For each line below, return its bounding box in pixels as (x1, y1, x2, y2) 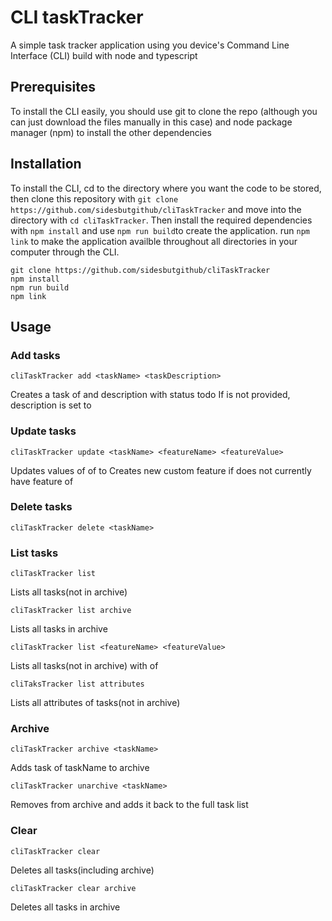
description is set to (10, 399, 92, 411)
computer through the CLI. (10, 246, 120, 258)
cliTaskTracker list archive (10, 606, 132, 616)
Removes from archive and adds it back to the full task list (10, 799, 249, 811)
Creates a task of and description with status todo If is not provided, (10, 389, 291, 401)
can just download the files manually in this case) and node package (10, 116, 293, 128)
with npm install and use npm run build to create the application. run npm (10, 224, 310, 236)
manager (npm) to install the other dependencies (10, 126, 212, 138)
